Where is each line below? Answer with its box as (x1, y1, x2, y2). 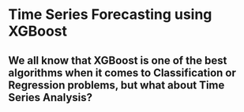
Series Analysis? (8, 91, 93, 104)
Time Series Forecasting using (8, 6, 212, 24)
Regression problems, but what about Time (8, 78, 225, 91)
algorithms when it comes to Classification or (8, 65, 237, 80)
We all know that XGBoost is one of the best (8, 54, 227, 67)
